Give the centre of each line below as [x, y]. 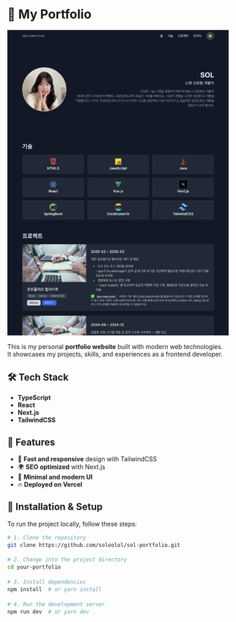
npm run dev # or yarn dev [48, 611]
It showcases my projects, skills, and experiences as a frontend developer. [115, 355]
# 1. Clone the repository [47, 537]
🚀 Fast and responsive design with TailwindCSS [87, 459]
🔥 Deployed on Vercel [50, 484]
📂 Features [31, 442]
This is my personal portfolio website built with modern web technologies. [115, 347]
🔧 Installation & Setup [55, 507]
